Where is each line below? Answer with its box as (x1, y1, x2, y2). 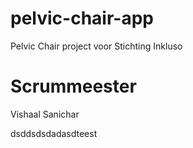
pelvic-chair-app (10, 7, 154, 30)
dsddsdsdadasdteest (10, 127, 98, 139)
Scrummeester (10, 75, 137, 98)
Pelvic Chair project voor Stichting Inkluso (10, 40, 183, 52)
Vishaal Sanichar (10, 108, 80, 120)
